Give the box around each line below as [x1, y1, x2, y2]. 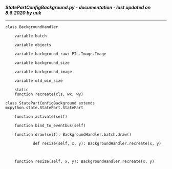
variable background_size [14, 60, 70, 66]
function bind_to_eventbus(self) [14, 123, 86, 128]
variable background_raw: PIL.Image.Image [14, 51, 106, 56]
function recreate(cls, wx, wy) [14, 92, 83, 97]
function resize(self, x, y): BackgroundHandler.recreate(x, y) [14, 159, 155, 164]
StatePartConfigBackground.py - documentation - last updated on [5, 5, 151, 10]
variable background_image [14, 69, 72, 74]
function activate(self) [14, 114, 68, 119]
